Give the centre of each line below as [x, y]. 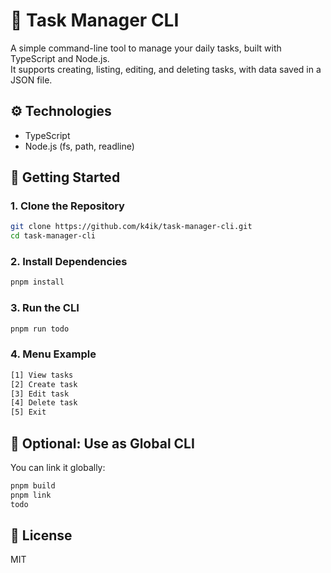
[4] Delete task [44, 403]
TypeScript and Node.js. [60, 58]
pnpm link [31, 495]
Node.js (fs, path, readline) [79, 146]
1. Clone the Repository [67, 206]
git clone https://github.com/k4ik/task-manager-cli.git [131, 227]
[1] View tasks [42, 375]
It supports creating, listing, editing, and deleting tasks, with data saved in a [166, 69]
